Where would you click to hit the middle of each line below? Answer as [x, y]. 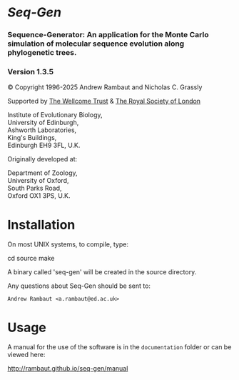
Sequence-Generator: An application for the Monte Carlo [108, 35]
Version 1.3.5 [31, 72]
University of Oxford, [38, 181]
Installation [41, 225]
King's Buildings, [32, 138]
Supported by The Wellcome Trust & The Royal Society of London [104, 101]
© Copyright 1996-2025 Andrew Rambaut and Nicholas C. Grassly [105, 87]
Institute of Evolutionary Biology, [55, 115]
